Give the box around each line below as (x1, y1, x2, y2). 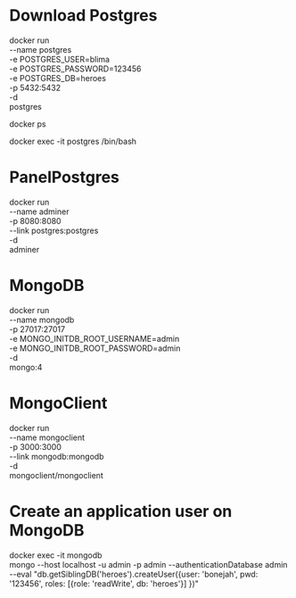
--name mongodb (9, 314, 75, 325)
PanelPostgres (9, 167, 120, 187)
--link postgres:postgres (9, 225, 99, 236)
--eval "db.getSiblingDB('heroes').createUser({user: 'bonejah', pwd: (9, 569, 259, 579)
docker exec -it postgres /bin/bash (9, 136, 136, 146)
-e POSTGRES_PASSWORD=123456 (9, 63, 142, 74)
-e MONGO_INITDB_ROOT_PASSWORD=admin (9, 343, 181, 353)
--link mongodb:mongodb (9, 451, 104, 461)
